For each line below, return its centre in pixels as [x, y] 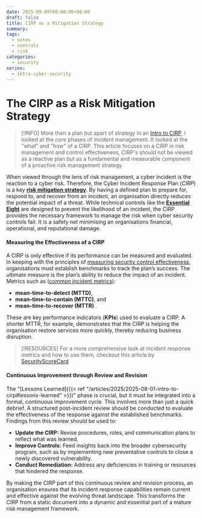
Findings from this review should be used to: [62, 421]
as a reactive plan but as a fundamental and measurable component [106, 159]
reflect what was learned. [47, 439]
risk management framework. [43, 508]
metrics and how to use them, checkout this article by [88, 355]
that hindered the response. [49, 471]
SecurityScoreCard [45, 361]
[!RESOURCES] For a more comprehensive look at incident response [106, 349]
